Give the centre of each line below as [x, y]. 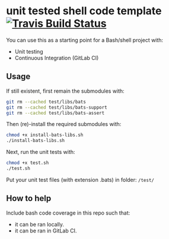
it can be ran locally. [39, 224]
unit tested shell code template [84, 11]
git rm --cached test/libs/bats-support [57, 107]
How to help [29, 198]
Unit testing [29, 51]
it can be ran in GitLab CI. [46, 231]
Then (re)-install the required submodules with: [64, 124]
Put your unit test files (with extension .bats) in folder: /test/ [80, 180]
